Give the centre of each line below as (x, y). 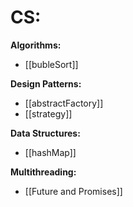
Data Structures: (45, 133)
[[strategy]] (48, 113)
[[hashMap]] (50, 152)
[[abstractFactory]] (64, 103)
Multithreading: (43, 172)
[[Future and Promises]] (73, 191)
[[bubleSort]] (51, 64)
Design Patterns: (46, 83)
